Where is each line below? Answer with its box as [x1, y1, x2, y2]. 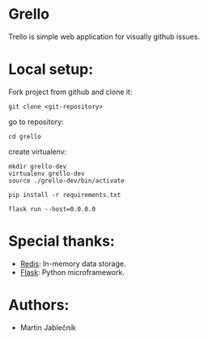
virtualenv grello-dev [8, 169, 85, 178]
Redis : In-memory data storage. [19, 259, 126, 268]
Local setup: [8, 60, 94, 79]
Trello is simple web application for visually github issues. [8, 32, 201, 41]
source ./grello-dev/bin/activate [8, 176, 125, 185]
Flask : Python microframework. [19, 267, 125, 277]
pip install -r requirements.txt [8, 191, 121, 199]
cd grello [8, 132, 42, 140]
